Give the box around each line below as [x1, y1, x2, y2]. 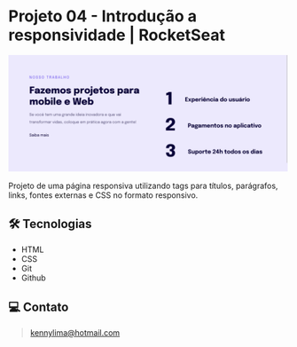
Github [20, 272, 46, 283]
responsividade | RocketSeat [8, 25, 225, 45]
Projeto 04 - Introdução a [8, 6, 197, 27]
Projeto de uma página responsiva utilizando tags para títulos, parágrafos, [8, 180, 278, 191]
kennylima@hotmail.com [29, 327, 121, 338]
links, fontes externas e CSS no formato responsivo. [8, 189, 199, 201]
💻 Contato [8, 299, 69, 314]
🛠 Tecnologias [8, 217, 92, 232]
